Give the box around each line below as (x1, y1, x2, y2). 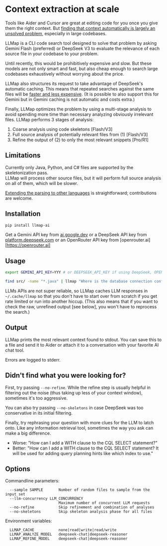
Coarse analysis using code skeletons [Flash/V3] (12, 126, 113, 132)
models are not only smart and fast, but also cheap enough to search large (5, 66, 158, 72)
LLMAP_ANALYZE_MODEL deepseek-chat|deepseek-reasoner (9, 532, 128, 537)
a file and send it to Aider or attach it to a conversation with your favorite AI (5, 342, 159, 348)
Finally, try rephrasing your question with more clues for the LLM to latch (5, 419, 154, 426)
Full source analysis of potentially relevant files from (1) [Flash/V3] (12, 131, 148, 137)
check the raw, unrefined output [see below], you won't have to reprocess (5, 304, 157, 309)
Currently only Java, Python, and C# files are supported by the (5, 164, 134, 170)
